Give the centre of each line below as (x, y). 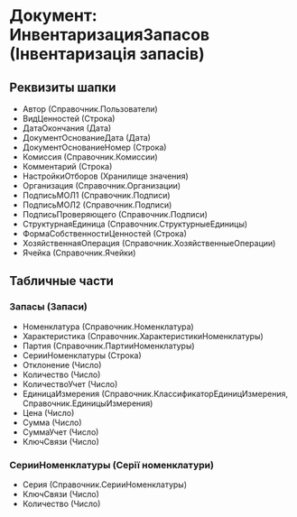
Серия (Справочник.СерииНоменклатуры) (105, 485)
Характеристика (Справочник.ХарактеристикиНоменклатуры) (143, 336)
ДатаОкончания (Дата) (67, 128)
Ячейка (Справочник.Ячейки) (79, 253)
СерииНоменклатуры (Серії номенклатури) (112, 465)
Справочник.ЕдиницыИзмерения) (88, 403)
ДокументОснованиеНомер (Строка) (94, 147)
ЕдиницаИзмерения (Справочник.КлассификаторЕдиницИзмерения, (155, 393)
